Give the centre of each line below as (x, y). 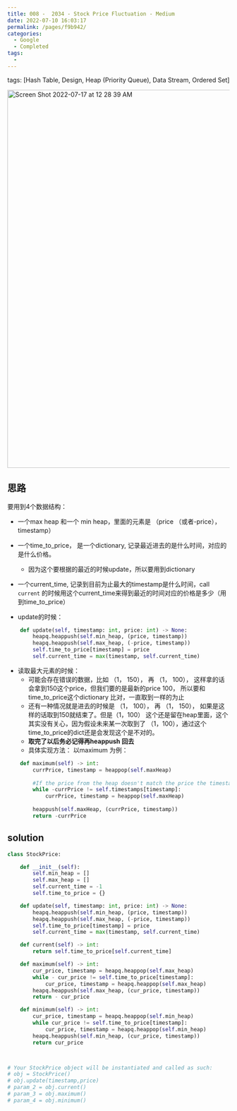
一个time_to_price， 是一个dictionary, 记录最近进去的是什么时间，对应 (119, 545)
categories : (25, 34)
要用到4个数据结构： (37, 506)
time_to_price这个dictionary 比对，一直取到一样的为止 (106, 697)
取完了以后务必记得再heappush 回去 (81, 741)
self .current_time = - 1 (67, 887)
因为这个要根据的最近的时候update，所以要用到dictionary (111, 569)
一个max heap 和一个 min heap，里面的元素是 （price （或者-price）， (119, 521)
